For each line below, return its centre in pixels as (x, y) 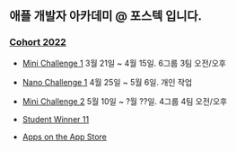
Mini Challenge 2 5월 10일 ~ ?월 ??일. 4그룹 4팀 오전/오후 (125, 101)
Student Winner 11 (56, 119)
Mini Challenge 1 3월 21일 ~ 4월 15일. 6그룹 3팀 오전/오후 (124, 63)
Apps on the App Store (65, 137)
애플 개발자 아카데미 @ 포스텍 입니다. (106, 16)
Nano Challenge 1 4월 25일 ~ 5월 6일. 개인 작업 (107, 82)
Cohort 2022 (38, 42)
